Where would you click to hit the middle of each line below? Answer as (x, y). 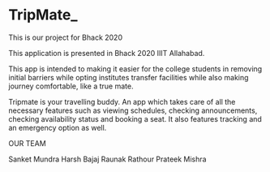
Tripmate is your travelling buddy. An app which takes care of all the (122, 101)
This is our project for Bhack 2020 (66, 37)
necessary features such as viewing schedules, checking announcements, (133, 110)
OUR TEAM (27, 143)
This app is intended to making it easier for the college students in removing (135, 69)
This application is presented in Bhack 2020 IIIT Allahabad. (107, 53)
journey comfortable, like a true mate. (71, 86)
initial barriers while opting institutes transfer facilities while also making (129, 77)
